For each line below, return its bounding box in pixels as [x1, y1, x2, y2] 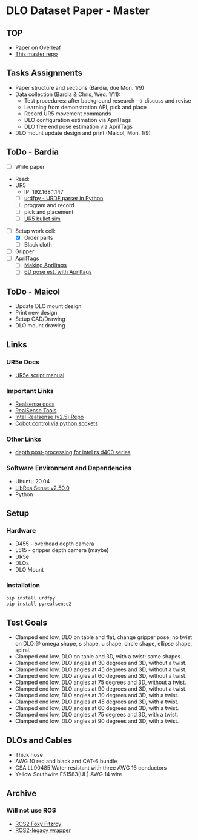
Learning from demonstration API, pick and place [24, 103, 147, 111]
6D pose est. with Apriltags [24, 268, 92, 276]
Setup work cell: [15, 227, 56, 234]
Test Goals [6, 617, 47, 627]
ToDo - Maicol [6, 286, 61, 296]
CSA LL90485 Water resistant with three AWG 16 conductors [15, 764, 167, 771]
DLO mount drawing [15, 322, 65, 329]
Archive [6, 788, 37, 799]
